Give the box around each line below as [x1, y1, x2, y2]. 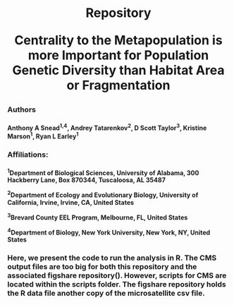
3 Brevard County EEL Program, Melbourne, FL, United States [7, 212, 188, 222]
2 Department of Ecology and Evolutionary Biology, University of [7, 189, 199, 199]
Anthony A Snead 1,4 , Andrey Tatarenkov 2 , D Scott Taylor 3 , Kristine [7, 122, 207, 132]
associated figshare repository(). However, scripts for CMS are [7, 270, 227, 280]
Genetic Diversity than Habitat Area [12, 62, 225, 78]
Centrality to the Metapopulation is [13, 32, 223, 49]
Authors [7, 104, 37, 114]
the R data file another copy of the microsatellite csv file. [7, 288, 206, 298]
